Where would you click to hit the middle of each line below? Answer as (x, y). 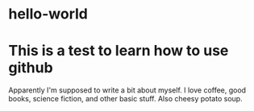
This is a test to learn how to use (119, 51)
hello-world (48, 14)
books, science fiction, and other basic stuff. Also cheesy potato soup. (126, 99)
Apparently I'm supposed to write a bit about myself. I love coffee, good (127, 90)
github (31, 68)
